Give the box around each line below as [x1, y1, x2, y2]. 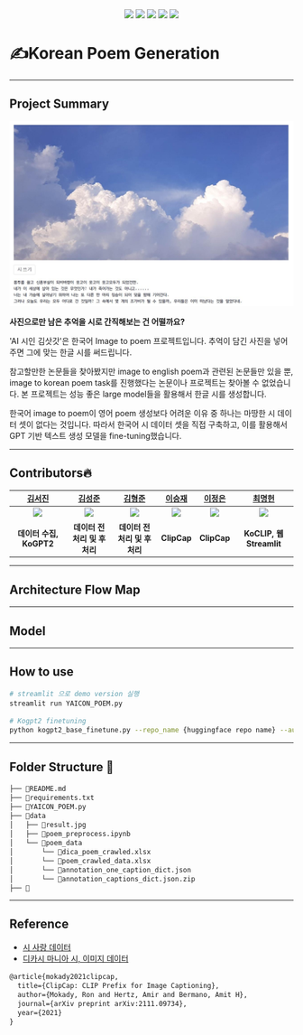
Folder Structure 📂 [9, 759, 115, 775]
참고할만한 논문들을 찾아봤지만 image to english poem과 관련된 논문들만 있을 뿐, [9, 366, 294, 378]
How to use [9, 664, 74, 680]
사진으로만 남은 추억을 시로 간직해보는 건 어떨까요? [9, 316, 186, 328]
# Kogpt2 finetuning [9, 716, 87, 725]
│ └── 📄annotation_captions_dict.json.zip [9, 875, 196, 884]
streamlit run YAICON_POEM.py [9, 699, 124, 708]
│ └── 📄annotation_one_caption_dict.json [9, 866, 192, 875]
